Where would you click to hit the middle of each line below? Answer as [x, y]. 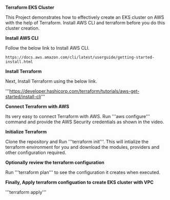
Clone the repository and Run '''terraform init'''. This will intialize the [77, 142]
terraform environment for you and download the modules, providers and [82, 147]
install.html [19, 62]
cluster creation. [23, 28]
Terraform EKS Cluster [30, 7]
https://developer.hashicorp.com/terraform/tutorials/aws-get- [75, 91]
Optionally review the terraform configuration [55, 162]
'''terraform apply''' [26, 192]
